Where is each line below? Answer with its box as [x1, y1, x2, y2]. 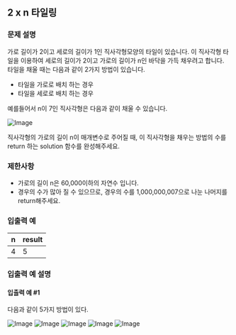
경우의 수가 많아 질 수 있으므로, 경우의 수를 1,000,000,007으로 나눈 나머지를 [17, 187, 228, 196]
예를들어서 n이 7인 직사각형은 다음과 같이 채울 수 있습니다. [7, 104, 168, 112]
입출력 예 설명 [7, 269, 52, 279]
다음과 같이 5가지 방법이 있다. [7, 305, 89, 314]
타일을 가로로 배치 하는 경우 [17, 80, 94, 89]
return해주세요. [17, 196, 61, 204]
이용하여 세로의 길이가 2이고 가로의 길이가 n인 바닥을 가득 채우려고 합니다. [20, 56, 225, 65]
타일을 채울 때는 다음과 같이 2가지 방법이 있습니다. [7, 65, 145, 73]
